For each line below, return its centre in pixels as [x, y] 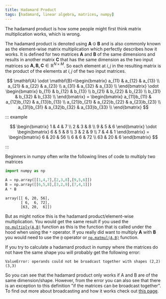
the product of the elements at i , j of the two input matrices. [66, 71]
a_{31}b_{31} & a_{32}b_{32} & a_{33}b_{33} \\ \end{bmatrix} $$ [83, 107]
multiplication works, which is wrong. [43, 34]
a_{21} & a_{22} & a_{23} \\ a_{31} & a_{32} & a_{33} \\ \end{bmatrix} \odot [83, 86]
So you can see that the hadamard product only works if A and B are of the [82, 275]
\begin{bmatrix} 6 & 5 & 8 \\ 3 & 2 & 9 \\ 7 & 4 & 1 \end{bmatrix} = [83, 132]
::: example [16, 117]
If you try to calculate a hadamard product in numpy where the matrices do [82, 247]
